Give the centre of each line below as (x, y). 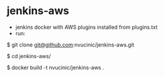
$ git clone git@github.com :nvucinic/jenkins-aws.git (70, 45)
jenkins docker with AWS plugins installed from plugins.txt (86, 27)
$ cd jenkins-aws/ (29, 56)
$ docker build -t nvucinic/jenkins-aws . (56, 67)
